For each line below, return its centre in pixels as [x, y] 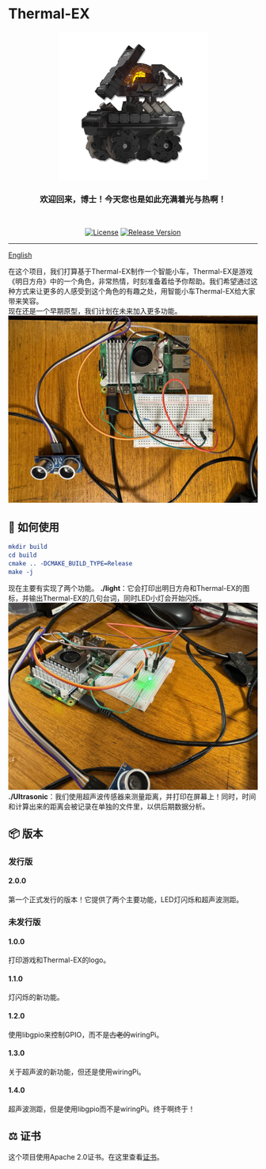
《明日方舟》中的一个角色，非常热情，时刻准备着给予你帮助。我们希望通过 [129, 281]
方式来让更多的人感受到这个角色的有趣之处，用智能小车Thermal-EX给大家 [135, 291]
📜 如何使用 [34, 527]
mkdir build [28, 547]
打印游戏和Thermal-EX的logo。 [59, 960]
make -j [21, 572]
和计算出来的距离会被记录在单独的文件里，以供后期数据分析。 [109, 806]
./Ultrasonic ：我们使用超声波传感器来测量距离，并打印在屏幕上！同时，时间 [132, 796]
